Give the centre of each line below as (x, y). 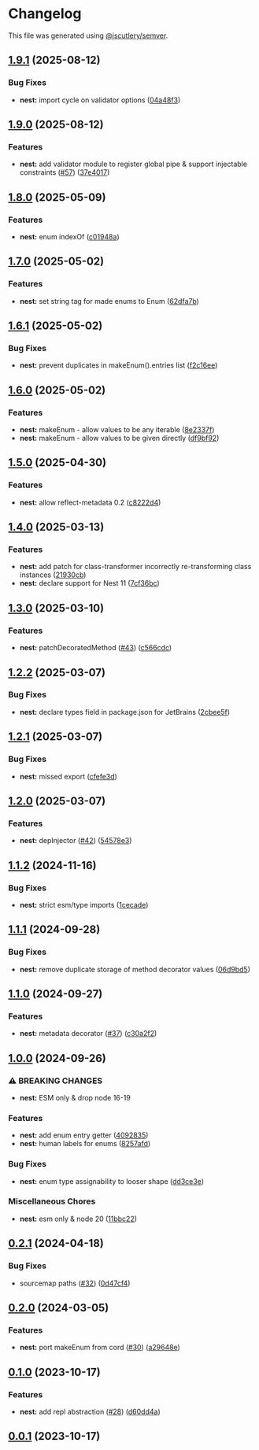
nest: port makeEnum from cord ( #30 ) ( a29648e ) (100, 1348)
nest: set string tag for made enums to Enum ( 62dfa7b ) (109, 301)
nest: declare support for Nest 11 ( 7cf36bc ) (89, 583)
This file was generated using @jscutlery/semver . (88, 35)
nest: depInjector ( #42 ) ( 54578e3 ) (76, 841)
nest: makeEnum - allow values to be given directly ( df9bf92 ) (119, 438)
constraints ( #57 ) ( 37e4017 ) (65, 172)
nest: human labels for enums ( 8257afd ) (85, 1144)
